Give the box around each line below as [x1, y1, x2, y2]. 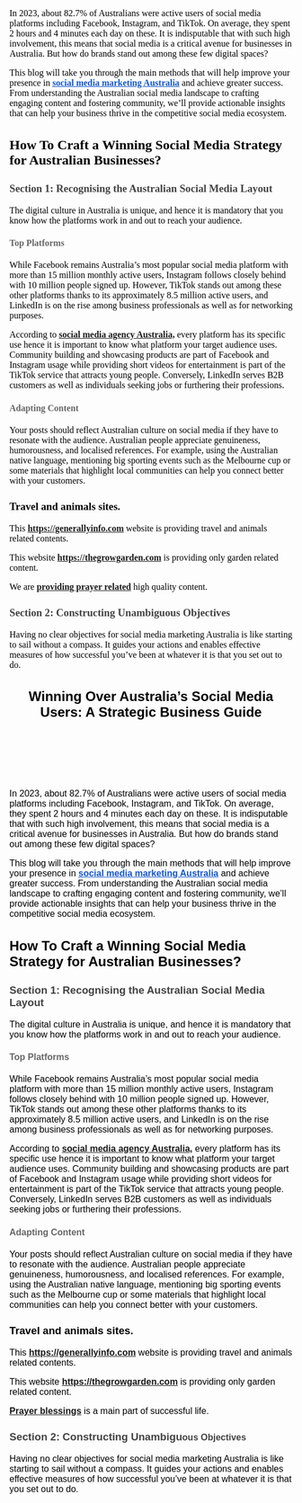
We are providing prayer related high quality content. [9, 581, 209, 591]
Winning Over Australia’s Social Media [28, 689, 274, 705]
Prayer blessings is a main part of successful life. [9, 1405, 209, 1416]
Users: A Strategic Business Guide [40, 704, 262, 721]
